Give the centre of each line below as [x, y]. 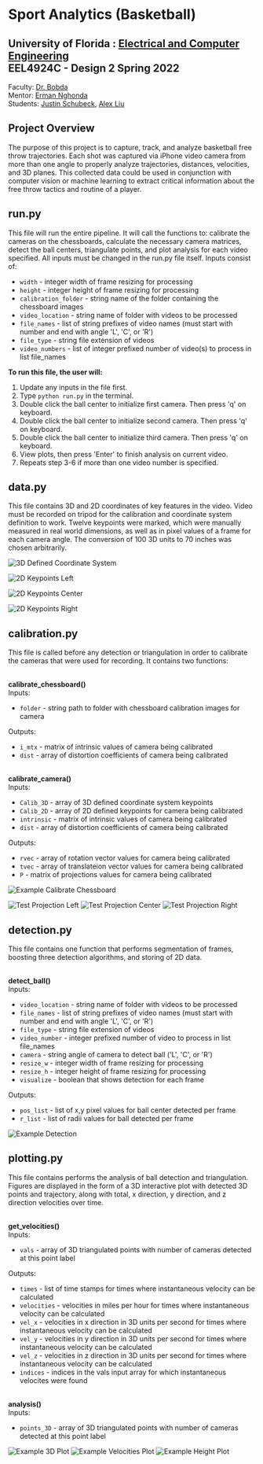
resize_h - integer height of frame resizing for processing [113, 1071]
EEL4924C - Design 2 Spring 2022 [94, 68]
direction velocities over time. [56, 1202]
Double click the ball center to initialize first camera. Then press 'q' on [133, 404]
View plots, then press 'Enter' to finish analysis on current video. [124, 454]
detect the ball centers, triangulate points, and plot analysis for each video [128, 249]
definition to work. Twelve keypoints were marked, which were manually [125, 523]
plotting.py [36, 1158]
